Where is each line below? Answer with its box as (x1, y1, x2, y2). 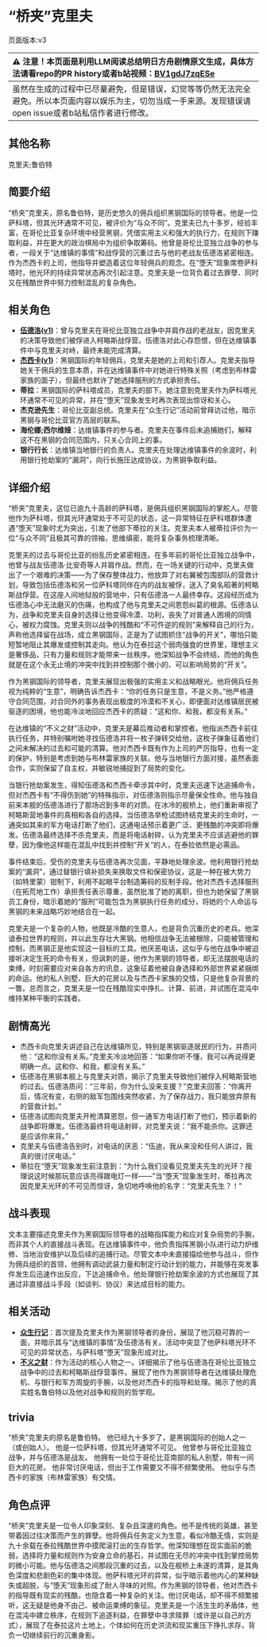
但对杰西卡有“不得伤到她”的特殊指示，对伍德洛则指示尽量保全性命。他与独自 (8, 790, 258, 800)
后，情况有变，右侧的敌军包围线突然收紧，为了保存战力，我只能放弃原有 (19, 1092, 257, 1100)
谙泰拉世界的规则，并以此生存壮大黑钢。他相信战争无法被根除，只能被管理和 (8, 934, 259, 943)
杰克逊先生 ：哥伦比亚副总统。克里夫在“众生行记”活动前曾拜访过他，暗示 (19, 406, 257, 415)
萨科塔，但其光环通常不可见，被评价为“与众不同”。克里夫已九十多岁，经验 (8, 218, 252, 227)
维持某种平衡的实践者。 (8, 994, 85, 1003)
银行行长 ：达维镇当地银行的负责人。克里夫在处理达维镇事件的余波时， (19, 445, 250, 455)
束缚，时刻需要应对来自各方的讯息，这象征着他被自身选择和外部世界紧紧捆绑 (8, 963, 259, 973)
